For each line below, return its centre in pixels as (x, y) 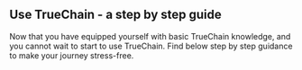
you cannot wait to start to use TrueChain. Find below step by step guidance (151, 46)
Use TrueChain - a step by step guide (116, 15)
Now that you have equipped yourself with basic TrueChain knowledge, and (150, 36)
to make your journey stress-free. (72, 55)
